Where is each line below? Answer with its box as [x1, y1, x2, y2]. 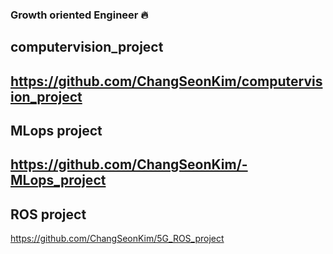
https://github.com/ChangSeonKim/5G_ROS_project [10, 233, 225, 245]
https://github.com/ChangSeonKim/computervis [10, 73, 323, 90]
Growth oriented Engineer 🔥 [10, 8, 149, 22]
